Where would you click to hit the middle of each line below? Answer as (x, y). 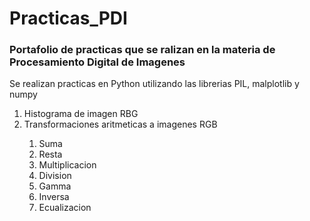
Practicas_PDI (68, 18)
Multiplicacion (67, 165)
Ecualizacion (65, 208)
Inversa (54, 197)
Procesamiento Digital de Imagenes (97, 62)
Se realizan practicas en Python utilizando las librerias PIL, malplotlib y (154, 84)
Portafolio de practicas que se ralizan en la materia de (142, 50)
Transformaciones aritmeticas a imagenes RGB (120, 124)
